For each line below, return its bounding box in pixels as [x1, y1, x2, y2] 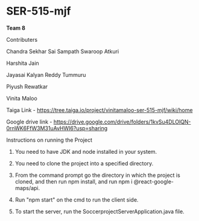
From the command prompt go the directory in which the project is [14, 171, 181, 179]
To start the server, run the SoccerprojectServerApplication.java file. [14, 208, 185, 215]
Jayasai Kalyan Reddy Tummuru [6, 71, 86, 78]
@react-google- [133, 177, 174, 185]
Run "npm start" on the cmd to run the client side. [14, 196, 139, 203]
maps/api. [14, 184, 40, 191]
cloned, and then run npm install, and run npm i [14, 177, 133, 185]
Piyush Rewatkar [6, 83, 48, 90]
